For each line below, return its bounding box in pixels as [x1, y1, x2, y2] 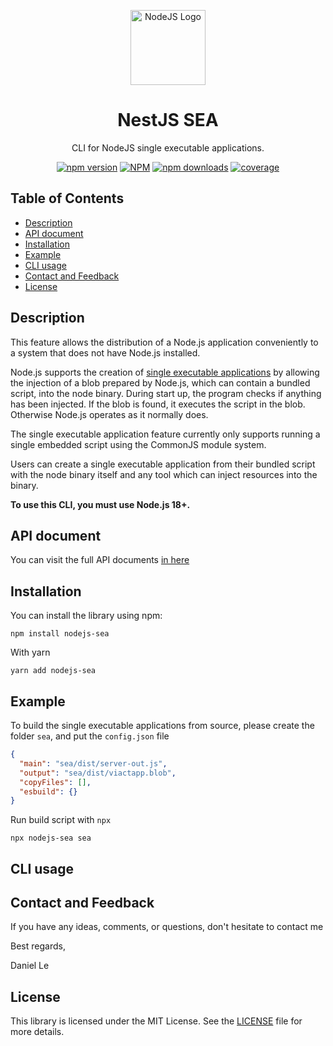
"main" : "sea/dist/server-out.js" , [19, 758, 168, 769]
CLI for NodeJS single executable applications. [71, 141, 265, 154]
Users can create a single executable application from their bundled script [10, 458, 316, 470]
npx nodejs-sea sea [10, 833, 92, 844]
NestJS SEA [117, 109, 219, 132]
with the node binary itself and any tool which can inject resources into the [10, 468, 318, 480]
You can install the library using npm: [10, 610, 163, 622]
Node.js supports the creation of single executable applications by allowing [10, 366, 320, 378]
